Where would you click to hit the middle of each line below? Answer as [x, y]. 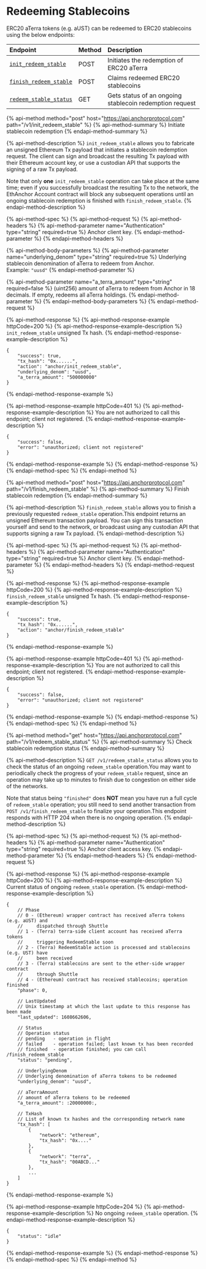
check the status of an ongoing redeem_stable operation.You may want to [99, 767]
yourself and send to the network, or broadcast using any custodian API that [103, 527]
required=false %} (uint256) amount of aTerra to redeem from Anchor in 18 [101, 288]
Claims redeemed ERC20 [143, 78]
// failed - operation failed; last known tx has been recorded [105, 1044]
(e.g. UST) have [27, 953]
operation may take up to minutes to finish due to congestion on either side [101, 779]
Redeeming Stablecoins [68, 11]
